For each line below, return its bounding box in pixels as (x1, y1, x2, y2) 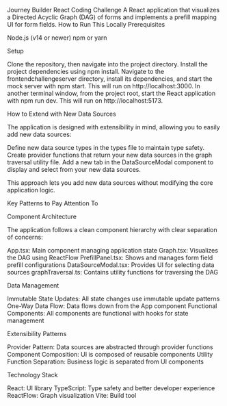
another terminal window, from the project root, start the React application (7, 89, 216, 97)
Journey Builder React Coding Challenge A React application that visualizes (7, 6, 220, 14)
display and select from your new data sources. (7, 166, 142, 173)
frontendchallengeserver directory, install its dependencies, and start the (7, 75, 213, 83)
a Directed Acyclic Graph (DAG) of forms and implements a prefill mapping (7, 13, 217, 21)
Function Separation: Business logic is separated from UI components (7, 357, 204, 366)
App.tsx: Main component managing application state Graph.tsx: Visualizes (7, 246, 219, 254)
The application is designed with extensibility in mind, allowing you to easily (7, 123, 220, 131)
